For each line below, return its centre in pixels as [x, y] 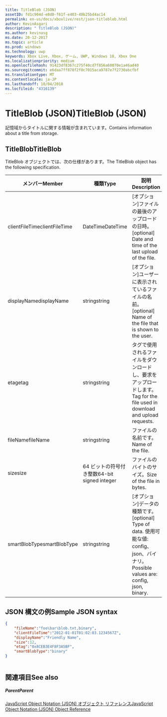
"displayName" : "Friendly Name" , [47, 637]
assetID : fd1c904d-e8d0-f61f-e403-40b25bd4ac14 [55, 14]
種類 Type [105, 184]
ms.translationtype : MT [30, 75]
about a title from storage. [32, 133]
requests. [143, 421]
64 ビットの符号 [102, 467]
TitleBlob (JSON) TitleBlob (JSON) [76, 113]
